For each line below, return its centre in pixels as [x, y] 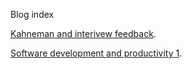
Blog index [32, 14]
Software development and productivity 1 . [96, 53]
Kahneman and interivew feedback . [83, 33]
